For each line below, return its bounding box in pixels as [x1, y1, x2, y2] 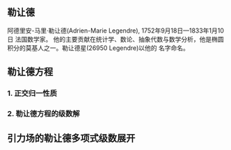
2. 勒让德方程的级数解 [7, 109, 80, 119]
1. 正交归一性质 [7, 89, 58, 99]
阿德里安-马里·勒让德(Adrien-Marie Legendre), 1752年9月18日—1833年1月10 [7, 26, 225, 35]
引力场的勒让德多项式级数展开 [7, 133, 136, 144]
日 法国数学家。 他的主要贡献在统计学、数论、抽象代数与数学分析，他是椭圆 [7, 35, 224, 43]
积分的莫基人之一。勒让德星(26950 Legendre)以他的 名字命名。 [7, 44, 189, 52]
